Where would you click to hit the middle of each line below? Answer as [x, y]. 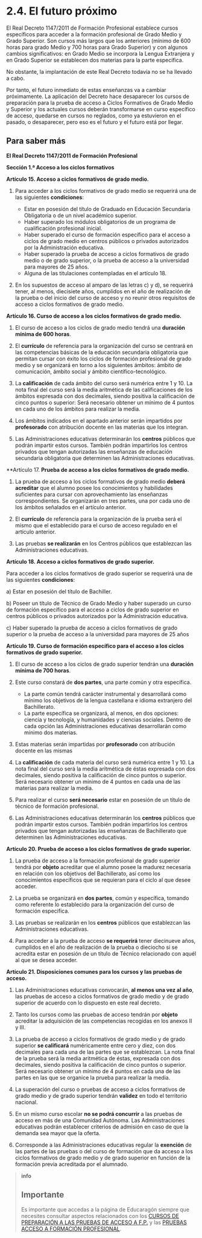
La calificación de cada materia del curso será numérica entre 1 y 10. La [105, 762]
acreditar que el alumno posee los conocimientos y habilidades [94, 487]
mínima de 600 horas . [43, 334]
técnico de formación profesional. [57, 806]
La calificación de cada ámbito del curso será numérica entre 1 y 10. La [104, 383]
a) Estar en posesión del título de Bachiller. [59, 591]
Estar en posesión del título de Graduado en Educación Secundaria [107, 209]
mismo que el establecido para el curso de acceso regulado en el [96, 525]
